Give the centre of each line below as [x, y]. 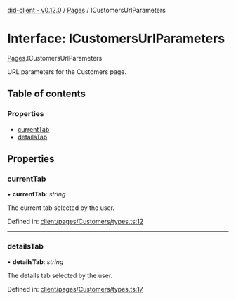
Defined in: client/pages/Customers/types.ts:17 [76, 289]
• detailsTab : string [35, 262]
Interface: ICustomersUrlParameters [116, 39]
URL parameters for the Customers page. [67, 71]
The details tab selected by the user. [60, 275]
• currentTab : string [37, 194]
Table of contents [46, 94]
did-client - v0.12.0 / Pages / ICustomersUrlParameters [87, 10]
